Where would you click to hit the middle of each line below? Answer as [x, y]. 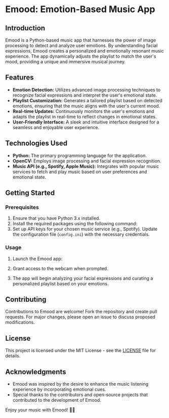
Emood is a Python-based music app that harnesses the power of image [80, 40]
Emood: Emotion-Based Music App [80, 9]
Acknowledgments [36, 372]
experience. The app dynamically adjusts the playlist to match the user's [81, 56]
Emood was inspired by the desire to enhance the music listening [80, 384]
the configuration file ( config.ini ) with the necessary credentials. [81, 234]
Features [19, 78]
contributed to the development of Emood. [57, 400]
